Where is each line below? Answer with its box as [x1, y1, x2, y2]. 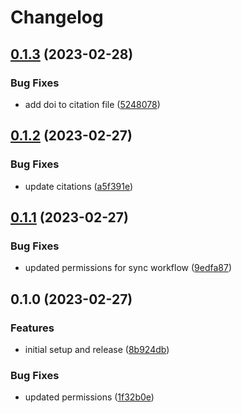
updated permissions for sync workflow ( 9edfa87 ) [24, 262, 232, 274]
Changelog [10, 6, 104, 29]
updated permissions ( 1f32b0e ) [24, 391, 155, 403]
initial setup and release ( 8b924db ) [24, 343, 170, 355]
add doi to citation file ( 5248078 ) [24, 98, 161, 110]
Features [10, 321, 55, 335]
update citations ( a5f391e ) [24, 180, 134, 192]
